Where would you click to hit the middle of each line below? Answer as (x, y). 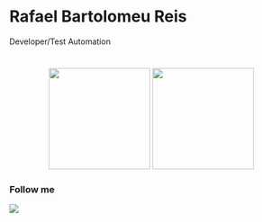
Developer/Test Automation (60, 41)
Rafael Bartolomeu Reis (98, 17)
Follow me (32, 190)
